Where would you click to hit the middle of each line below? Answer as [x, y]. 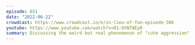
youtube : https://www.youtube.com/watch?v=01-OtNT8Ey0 [74, 28]
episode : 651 [22, 11]
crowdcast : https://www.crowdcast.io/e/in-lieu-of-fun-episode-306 [90, 22]
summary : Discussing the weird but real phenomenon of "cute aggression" [98, 33]
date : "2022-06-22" [30, 17]
